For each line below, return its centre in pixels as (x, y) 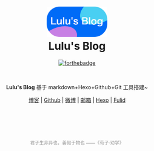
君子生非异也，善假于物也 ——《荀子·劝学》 (77, 143)
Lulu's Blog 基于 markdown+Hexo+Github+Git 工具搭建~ (77, 87)
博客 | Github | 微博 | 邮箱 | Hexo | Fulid (77, 100)
